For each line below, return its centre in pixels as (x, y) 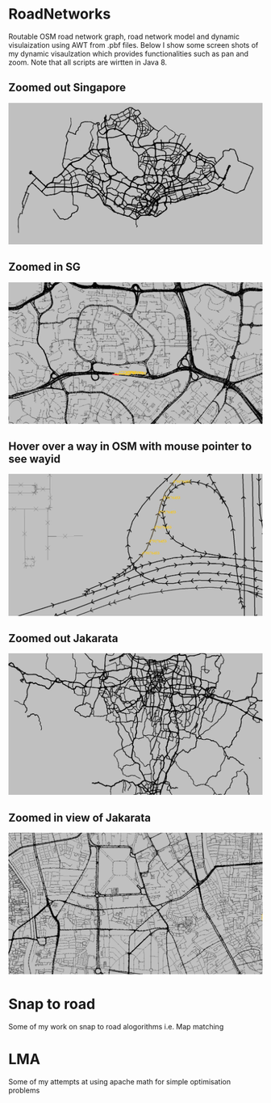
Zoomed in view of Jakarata (80, 818)
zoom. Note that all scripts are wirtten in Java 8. (88, 62)
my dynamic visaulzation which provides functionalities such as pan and (128, 53)
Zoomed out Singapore (67, 88)
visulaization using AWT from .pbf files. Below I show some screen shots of (133, 44)
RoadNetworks (60, 14)
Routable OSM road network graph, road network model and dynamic (124, 36)
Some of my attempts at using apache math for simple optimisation (120, 1082)
